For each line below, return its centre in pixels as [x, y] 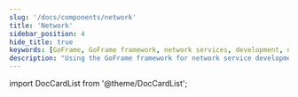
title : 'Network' [41, 26]
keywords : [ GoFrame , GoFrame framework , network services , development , [146, 50]
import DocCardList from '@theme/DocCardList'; [98, 83]
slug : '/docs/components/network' [73, 17]
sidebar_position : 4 [47, 34]
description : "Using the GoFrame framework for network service [130, 58]
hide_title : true [41, 42]
